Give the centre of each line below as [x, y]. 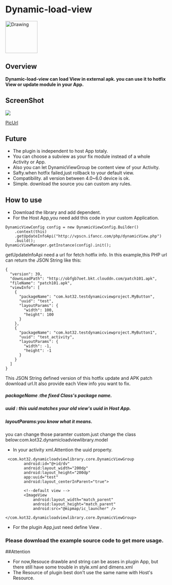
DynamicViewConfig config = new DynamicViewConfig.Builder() [72, 227]
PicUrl [12, 122]
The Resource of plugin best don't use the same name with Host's [83, 573]
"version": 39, [26, 274]
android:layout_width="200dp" [56, 468]
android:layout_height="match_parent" [74, 504]
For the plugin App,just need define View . [57, 527]
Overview [21, 67]
